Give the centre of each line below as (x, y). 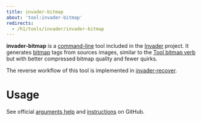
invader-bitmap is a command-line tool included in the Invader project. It (98, 46)
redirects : (20, 23)
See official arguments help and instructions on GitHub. (76, 112)
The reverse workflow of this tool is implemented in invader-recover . (92, 71)
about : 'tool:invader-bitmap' (45, 18)
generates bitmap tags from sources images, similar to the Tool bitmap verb (101, 53)
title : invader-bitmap (35, 12)
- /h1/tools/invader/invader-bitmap (58, 29)
